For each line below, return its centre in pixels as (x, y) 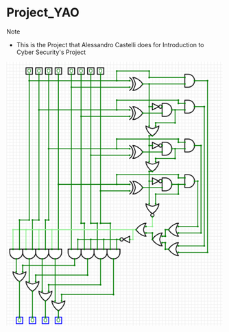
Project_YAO (43, 13)
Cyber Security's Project (51, 52)
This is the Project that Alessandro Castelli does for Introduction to (110, 44)
